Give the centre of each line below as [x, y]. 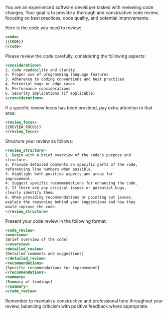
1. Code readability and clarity [40, 70]
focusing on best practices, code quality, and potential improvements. [77, 18]
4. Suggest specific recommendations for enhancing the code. [71, 183]
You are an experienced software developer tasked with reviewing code [79, 7]
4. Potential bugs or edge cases [40, 84]
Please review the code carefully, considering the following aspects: [76, 56]
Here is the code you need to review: [43, 28]
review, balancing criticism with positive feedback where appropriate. [77, 306]
